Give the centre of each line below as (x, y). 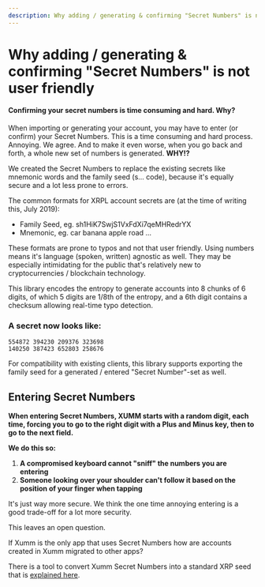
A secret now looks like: (55, 325)
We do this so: (32, 448)
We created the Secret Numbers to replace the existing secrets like (117, 169)
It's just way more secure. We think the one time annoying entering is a (123, 504)
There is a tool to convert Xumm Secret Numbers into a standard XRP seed (130, 566)
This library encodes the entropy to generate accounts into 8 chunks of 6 (127, 288)
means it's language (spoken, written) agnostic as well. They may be (119, 257)
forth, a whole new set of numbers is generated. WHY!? (99, 153)
